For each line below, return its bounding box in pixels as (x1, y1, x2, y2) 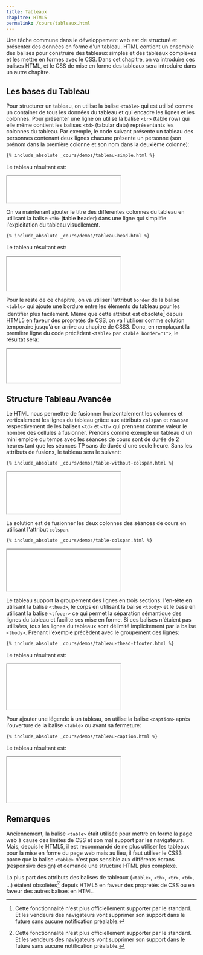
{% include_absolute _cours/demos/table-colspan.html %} (6, 538, 153, 544)
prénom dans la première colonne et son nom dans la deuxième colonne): (6, 141, 190, 148)
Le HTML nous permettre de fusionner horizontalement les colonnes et (6, 410, 183, 417)
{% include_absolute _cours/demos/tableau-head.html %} (6, 233, 150, 239)
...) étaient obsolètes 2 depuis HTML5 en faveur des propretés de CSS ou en (6, 880, 195, 889)
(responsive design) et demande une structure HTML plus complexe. (6, 862, 178, 869)
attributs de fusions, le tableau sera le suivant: (6, 448, 121, 456)
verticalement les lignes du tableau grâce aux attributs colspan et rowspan (6, 416, 189, 423)
